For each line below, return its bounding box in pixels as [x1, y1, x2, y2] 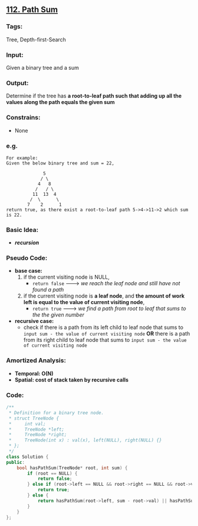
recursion [14, 239, 39, 246]
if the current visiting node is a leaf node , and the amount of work [23, 292, 185, 299]
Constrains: [6, 114, 41, 122]
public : [6, 459, 25, 465]
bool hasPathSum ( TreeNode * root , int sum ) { [16, 464, 128, 471]
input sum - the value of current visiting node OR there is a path [23, 330, 190, 337]
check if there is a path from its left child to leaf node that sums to [23, 324, 184, 331]
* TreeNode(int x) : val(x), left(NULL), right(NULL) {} [8, 437, 162, 443]
